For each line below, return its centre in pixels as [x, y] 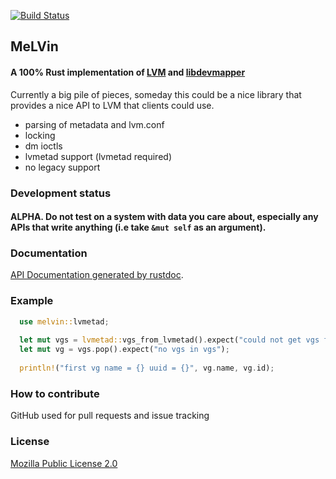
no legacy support [62, 167]
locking [40, 135]
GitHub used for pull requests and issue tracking [110, 416]
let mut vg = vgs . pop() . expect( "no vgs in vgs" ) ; [124, 350]
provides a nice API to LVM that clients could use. [112, 105]
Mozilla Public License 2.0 [64, 463]
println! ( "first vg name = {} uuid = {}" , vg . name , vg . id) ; [147, 368]
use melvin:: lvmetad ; [64, 321]
